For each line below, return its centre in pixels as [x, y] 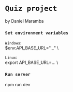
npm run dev [18, 84]
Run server [18, 75]
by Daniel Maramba [24, 21]
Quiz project [31, 8]
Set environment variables [37, 33]
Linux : [11, 58]
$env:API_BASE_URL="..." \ [32, 48]
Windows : [13, 43]
